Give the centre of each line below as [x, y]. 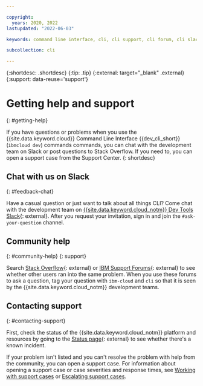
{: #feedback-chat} [30, 191]
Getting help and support [70, 104]
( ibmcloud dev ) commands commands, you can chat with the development [99, 145]
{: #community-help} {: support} [46, 256]
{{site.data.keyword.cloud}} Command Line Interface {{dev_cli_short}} [93, 139]
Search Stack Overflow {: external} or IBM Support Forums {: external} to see [101, 267]
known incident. [26, 345]
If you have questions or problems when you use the [72, 132]
